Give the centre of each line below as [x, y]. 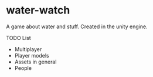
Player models [32, 55]
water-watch [38, 10]
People [23, 68]
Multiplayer [28, 49]
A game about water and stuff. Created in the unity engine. [77, 26]
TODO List [18, 38]
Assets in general [35, 62]
